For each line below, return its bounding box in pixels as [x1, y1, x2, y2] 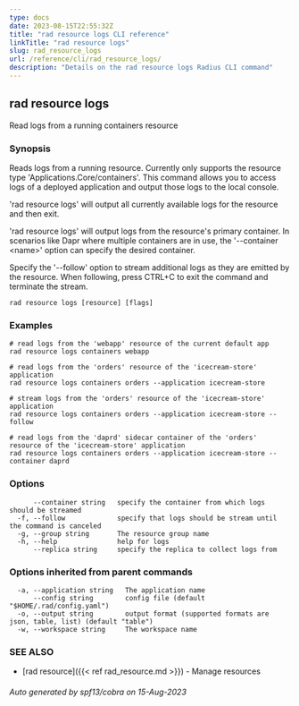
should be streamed [9, 506, 82, 515]
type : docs [9, 13, 50, 22]
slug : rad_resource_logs [9, 47, 102, 55]
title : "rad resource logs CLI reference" [9, 30, 170, 38]
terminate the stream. [9, 281, 88, 292]
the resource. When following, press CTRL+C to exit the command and [9, 271, 269, 282]
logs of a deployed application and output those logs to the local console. [9, 181, 279, 192]
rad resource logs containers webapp [9, 347, 150, 356]
